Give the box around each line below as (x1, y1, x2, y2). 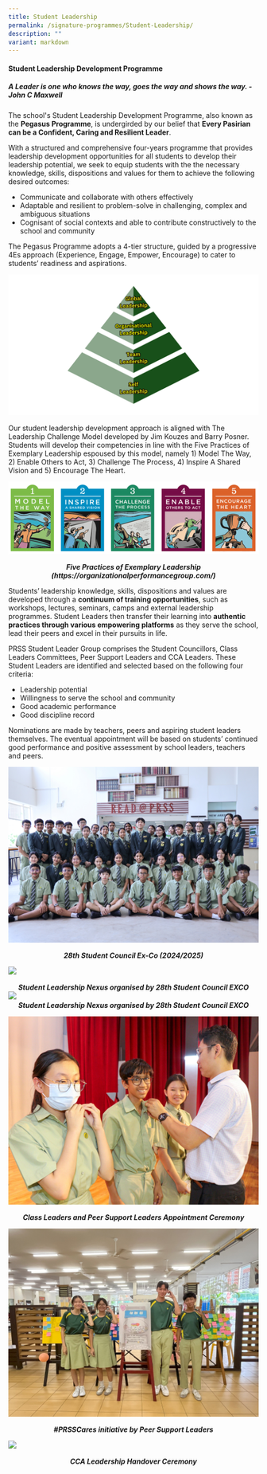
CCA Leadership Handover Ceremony (70, 1456, 197, 1466)
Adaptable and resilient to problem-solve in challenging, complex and (19, 200, 248, 210)
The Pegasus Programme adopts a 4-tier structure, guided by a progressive (8, 241, 257, 251)
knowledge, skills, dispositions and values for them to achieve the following (8, 168, 255, 178)
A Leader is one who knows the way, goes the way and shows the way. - (8, 82, 253, 92)
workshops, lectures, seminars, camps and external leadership (8, 603, 215, 613)
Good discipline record (19, 710, 95, 720)
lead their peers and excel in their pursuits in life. (8, 629, 168, 638)
